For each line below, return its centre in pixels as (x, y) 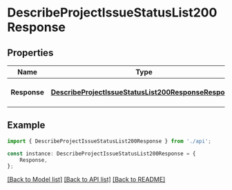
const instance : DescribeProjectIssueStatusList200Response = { (101, 154)
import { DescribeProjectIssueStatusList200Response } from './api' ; (109, 141)
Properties (30, 53)
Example (26, 125)
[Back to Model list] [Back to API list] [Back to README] (86, 180)
